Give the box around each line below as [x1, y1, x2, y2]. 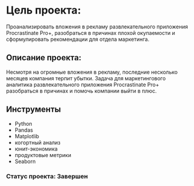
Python [14, 120, 32, 127]
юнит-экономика [14, 145, 58, 152]
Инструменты [6, 105, 61, 115]
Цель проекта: [6, 4, 81, 17]
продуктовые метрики [14, 151, 72, 158]
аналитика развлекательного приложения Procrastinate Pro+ [6, 81, 159, 88]
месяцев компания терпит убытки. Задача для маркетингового [6, 74, 166, 81]
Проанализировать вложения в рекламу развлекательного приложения [6, 23, 189, 30]
